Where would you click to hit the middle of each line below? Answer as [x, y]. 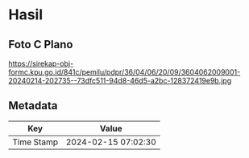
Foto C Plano [41, 45]
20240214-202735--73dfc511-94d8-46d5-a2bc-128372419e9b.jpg [120, 81]
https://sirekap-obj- [41, 63]
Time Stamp [35, 142]
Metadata [33, 106]
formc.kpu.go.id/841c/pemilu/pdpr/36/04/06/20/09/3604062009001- [124, 72]
